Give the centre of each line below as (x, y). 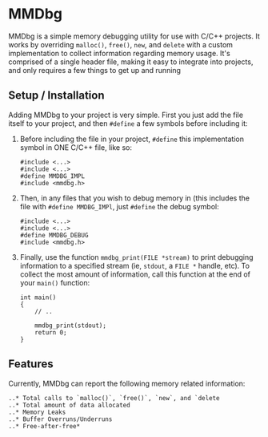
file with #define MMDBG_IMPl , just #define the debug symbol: (119, 206)
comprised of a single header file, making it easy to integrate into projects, (131, 62)
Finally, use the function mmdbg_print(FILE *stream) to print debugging (136, 257)
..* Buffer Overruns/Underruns (60, 419)
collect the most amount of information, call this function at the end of (135, 274)
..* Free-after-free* (44, 426)
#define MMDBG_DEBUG (54, 235)
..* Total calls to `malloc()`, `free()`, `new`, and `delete (114, 398)
